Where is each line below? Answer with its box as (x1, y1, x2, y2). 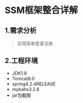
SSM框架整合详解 (5, 5, 78, 16)
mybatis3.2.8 (12, 86, 40, 92)
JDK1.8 (12, 70, 27, 76)
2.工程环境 (5, 56, 38, 65)
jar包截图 (12, 92, 31, 98)
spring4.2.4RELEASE (12, 81, 56, 87)
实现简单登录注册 (17, 41, 53, 46)
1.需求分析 (5, 26, 37, 35)
